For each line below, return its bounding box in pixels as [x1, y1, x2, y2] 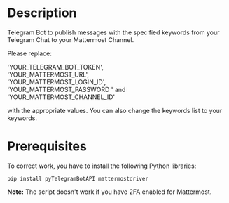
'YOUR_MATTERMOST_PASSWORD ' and [7, 85, 126, 93]
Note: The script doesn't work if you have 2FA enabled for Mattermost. [7, 188, 212, 196]
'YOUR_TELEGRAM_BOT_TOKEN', [7, 63, 104, 71]
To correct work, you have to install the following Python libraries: [7, 162, 197, 170]
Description [7, 5, 77, 21]
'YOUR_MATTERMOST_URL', [7, 70, 90, 79]
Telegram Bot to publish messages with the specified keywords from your [7, 28, 220, 37]
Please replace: [7, 49, 53, 58]
